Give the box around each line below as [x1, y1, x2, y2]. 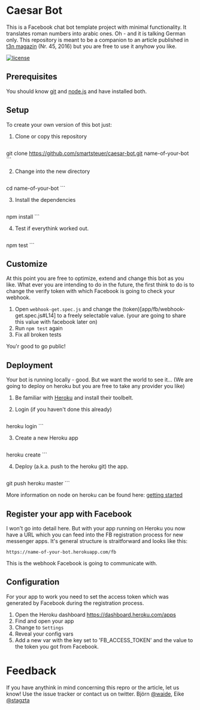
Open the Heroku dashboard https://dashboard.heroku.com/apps [14, 611, 177, 618]
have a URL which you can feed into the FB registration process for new [6, 531, 184, 538]
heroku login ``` [6, 423, 44, 430]
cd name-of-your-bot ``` [6, 184, 66, 192]
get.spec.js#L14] [14, 312, 56, 319]
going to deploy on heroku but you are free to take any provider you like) [6, 383, 185, 390]
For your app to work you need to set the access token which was [6, 593, 169, 600]
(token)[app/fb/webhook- [122, 306, 186, 313]
